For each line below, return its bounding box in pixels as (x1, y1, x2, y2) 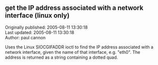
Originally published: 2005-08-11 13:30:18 (5, 24, 88, 30)
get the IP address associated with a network (5, 4, 144, 12)
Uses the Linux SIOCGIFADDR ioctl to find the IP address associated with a (5, 44, 154, 50)
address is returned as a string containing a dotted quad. (5, 54, 118, 60)
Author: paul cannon (5, 34, 46, 40)
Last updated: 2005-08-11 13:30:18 (5, 29, 74, 35)
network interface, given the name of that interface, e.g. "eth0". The (5, 49, 141, 55)
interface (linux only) (5, 12, 70, 20)
